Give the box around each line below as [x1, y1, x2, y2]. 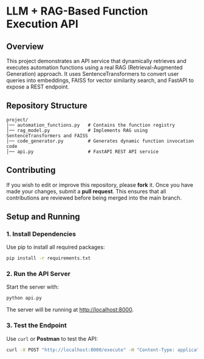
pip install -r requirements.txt [6, 255, 91, 261]
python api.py [6, 295, 42, 301]
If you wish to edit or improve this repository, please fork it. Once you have [6, 181, 194, 189]
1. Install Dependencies [6, 229, 76, 238]
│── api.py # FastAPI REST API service [6, 149, 159, 155]
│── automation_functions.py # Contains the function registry [6, 122, 175, 128]
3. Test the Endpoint [6, 321, 67, 330]
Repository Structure [6, 101, 88, 111]
